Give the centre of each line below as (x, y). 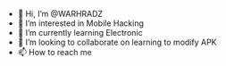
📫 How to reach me (54, 52)
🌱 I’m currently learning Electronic (80, 33)
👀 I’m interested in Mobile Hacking (81, 23)
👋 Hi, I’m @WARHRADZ (60, 14)
